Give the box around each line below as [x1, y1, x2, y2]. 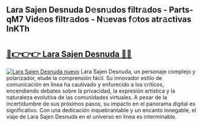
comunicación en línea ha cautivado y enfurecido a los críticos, [6, 81, 164, 88]
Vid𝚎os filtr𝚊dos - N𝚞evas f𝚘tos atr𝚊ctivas [25, 15, 192, 25]
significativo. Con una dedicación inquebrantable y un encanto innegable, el [6, 107, 197, 114]
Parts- [169, 5, 194, 15]
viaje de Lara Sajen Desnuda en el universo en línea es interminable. [6, 113, 177, 120]
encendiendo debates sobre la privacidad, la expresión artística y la [6, 87, 175, 94]
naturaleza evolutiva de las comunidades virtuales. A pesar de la [6, 94, 167, 101]
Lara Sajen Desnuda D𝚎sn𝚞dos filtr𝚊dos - [6, 5, 168, 15]
